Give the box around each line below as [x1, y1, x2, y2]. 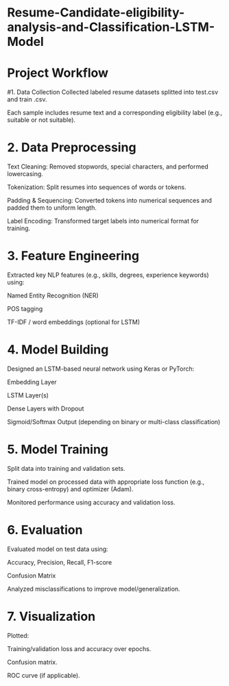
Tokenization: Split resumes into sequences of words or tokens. [7, 183, 186, 191]
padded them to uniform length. [7, 204, 97, 212]
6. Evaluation [7, 522, 83, 538]
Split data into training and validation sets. [7, 464, 125, 472]
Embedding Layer [7, 378, 57, 386]
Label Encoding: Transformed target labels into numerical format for [7, 217, 200, 225]
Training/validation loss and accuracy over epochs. [7, 644, 152, 652]
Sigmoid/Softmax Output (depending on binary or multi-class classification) [7, 417, 221, 426]
